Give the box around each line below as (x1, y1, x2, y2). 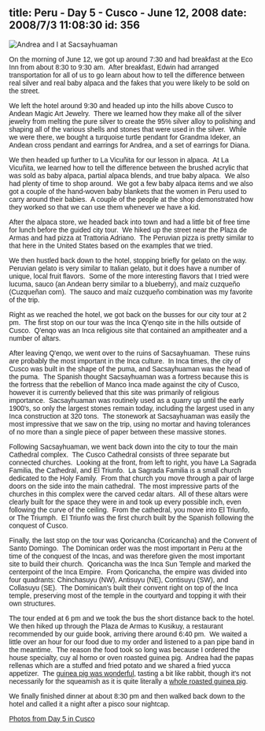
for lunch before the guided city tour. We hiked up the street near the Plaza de (9, 225, 247, 234)
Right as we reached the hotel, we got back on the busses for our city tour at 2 (9, 310, 247, 319)
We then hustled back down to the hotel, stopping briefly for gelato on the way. (9, 255, 247, 265)
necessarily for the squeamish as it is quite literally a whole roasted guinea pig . (9, 677, 248, 685)
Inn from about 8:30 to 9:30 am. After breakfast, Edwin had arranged (9, 62, 219, 72)
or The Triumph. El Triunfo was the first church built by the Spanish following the (9, 513, 254, 522)
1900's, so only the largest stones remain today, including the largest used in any (9, 404, 255, 412)
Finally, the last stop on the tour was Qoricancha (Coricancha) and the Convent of (9, 535, 258, 545)
